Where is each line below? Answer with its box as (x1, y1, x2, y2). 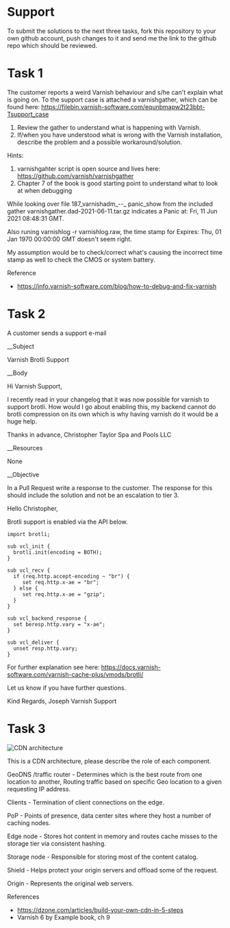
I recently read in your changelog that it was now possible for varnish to (7, 395, 209, 404)
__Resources (7, 443, 43, 452)
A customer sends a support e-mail (7, 329, 107, 337)
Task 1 (7, 66, 43, 81)
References (7, 892, 40, 901)
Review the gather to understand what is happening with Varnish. (16, 123, 201, 131)
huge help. (7, 417, 38, 426)
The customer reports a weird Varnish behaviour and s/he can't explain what (7, 88, 223, 96)
